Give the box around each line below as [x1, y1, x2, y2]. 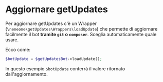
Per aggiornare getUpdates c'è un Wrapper [5, 20, 97, 26]
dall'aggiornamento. [5, 71, 48, 77]
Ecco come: [5, 46, 31, 52]
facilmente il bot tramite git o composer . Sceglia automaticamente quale [5, 31, 157, 37]
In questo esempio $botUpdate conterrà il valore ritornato [5, 65, 125, 72]
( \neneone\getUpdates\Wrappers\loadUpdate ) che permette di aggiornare [5, 25, 158, 32]
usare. [5, 37, 19, 43]
